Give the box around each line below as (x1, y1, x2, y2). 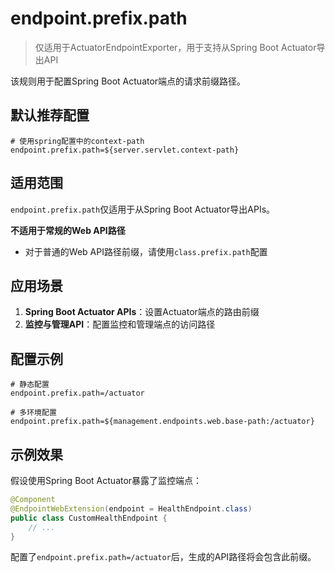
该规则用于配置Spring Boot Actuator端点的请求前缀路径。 (10, 75, 247, 87)
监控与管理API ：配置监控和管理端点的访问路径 (24, 318, 216, 331)
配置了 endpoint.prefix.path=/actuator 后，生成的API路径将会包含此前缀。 (10, 551, 317, 563)
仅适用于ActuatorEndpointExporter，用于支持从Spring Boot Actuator (34, 41, 317, 53)
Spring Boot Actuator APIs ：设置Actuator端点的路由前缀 (24, 306, 260, 318)
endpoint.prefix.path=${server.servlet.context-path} (10, 145, 240, 155)
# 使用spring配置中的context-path (10, 136, 145, 146)
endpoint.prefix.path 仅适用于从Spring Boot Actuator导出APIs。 (10, 203, 276, 215)
